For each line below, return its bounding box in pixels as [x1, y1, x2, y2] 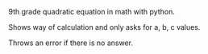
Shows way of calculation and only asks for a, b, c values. [8, 23, 201, 31]
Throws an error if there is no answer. [8, 38, 133, 48]
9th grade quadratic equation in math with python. [8, 7, 175, 16]
